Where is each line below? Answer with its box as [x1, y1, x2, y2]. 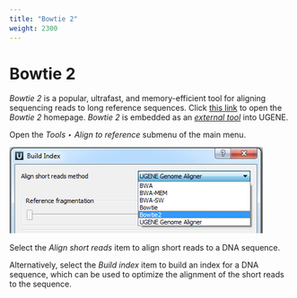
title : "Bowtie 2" [9, 14, 78, 23]
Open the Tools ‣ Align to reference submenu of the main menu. [9, 130, 247, 140]
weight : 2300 [9, 23, 58, 33]
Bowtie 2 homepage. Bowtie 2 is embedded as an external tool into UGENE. [9, 112, 289, 123]
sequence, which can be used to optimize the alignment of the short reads [9, 269, 284, 280]
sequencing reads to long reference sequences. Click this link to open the [9, 103, 283, 114]
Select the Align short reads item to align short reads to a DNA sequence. [9, 243, 281, 253]
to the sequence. [9, 278, 72, 290]
